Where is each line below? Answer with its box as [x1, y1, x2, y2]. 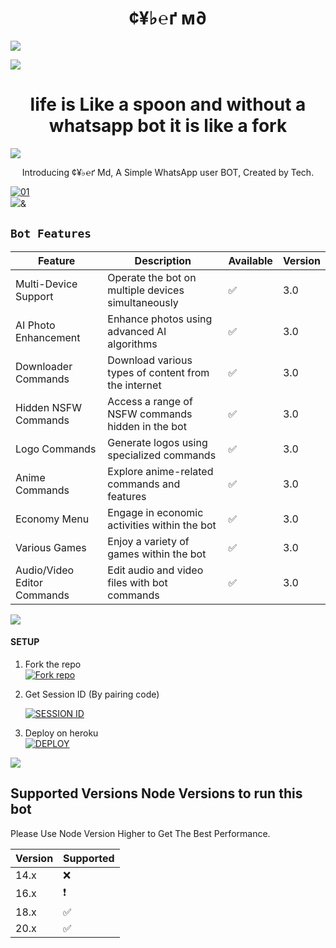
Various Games [15, 540, 87, 554]
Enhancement [15, 330, 81, 344]
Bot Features [10, 227, 92, 241]
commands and [107, 477, 181, 491]
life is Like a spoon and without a [29, 93, 307, 116]
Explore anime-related [107, 464, 214, 478]
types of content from [107, 365, 210, 379]
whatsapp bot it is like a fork [48, 115, 288, 137]
